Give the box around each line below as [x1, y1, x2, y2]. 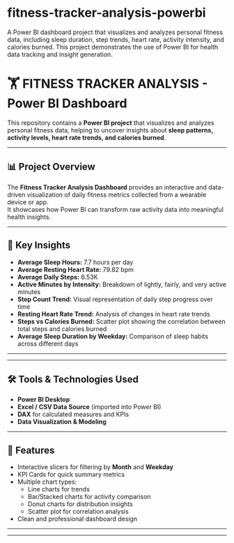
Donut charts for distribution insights [27, 500, 134, 508]
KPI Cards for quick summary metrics [17, 471, 125, 479]
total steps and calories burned [17, 324, 107, 332]
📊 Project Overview [7, 161, 95, 173]
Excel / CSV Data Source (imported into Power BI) [17, 403, 162, 411]
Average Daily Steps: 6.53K [17, 273, 98, 281]
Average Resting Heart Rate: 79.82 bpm [17, 265, 134, 273]
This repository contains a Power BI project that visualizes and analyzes [7, 118, 214, 127]
